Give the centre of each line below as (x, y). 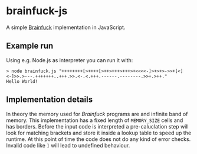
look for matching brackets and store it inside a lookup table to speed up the (99, 133)
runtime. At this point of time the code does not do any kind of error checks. (98, 139)
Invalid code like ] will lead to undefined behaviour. (68, 145)
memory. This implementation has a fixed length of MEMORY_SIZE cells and (95, 120)
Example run (30, 46)
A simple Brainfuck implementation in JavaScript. (66, 27)
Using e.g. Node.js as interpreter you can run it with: (70, 60)
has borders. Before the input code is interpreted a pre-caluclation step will (97, 126)
